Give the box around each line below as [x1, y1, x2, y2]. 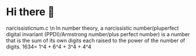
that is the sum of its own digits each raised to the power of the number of [6, 37, 185, 44]
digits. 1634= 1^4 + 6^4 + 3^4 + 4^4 [6, 43, 92, 50]
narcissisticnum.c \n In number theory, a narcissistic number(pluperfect [6, 24, 179, 32]
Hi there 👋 [6, 5, 55, 19]
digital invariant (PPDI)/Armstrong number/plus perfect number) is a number [6, 30, 190, 37]
